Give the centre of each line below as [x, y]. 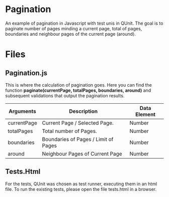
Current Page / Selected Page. [78, 123]
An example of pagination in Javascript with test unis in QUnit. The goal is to [84, 23]
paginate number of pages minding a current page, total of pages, [74, 28]
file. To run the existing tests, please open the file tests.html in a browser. [81, 189]
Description [83, 111]
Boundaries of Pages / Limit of [78, 139]
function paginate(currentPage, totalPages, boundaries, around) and [78, 90]
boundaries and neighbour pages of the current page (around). [70, 34]
